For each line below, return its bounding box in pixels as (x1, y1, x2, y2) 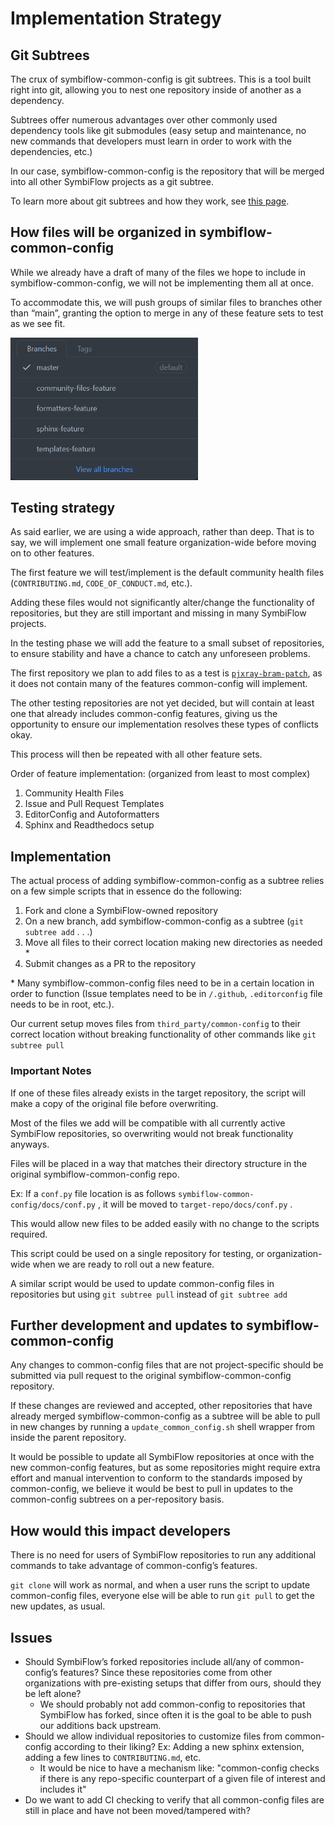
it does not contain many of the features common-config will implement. (10, 678, 308, 690)
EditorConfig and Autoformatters (24, 808, 160, 821)
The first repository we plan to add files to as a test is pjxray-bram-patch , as (10, 667, 323, 679)
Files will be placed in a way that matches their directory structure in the (10, 1157, 308, 1169)
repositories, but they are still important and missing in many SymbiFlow (10, 607, 307, 619)
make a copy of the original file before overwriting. (10, 1097, 219, 1109)
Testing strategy (10, 500, 116, 517)
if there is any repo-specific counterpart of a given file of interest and (39, 1772, 326, 1784)
